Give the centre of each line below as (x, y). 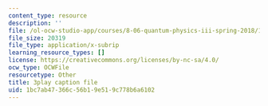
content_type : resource (48, 16)
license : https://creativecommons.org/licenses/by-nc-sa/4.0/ (114, 61)
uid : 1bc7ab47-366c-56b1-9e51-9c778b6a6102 (82, 90)
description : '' (35, 23)
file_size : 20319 (37, 38)
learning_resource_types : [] (57, 53)
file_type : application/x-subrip (64, 45)
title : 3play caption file (53, 82)
